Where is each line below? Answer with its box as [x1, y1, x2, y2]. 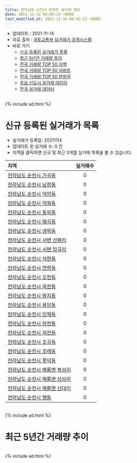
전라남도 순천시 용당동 [7, 302, 56, 309]
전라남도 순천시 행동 [7, 394, 52, 401]
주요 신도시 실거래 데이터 [19, 80, 68, 86]
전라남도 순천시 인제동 [7, 311, 56, 318]
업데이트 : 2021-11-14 [12, 31, 54, 37]
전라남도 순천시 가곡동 [7, 172, 56, 179]
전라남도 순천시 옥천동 [7, 283, 56, 290]
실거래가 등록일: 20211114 [12, 137, 62, 143]
